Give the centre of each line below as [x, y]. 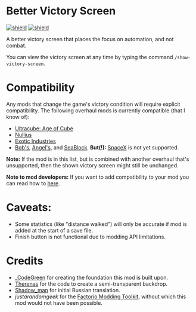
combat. [16, 45]
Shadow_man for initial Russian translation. [67, 290]
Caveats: [29, 208]
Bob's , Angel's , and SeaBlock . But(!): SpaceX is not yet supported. [97, 147]
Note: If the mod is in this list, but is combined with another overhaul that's [98, 159]
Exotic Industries [35, 141]
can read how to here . [33, 183]
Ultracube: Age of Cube [44, 128]
